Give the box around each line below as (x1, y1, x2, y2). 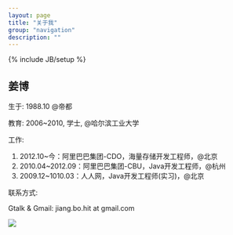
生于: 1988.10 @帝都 (8, 102, 73, 111)
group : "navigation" (8, 26, 76, 34)
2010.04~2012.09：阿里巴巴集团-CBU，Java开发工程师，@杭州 (19, 161, 226, 171)
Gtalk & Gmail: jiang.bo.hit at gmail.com (8, 204, 135, 213)
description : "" (8, 33, 61, 42)
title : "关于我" (8, 19, 58, 27)
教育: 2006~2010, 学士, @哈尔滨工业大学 (8, 118, 140, 128)
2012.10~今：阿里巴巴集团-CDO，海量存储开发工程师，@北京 (19, 152, 218, 161)
